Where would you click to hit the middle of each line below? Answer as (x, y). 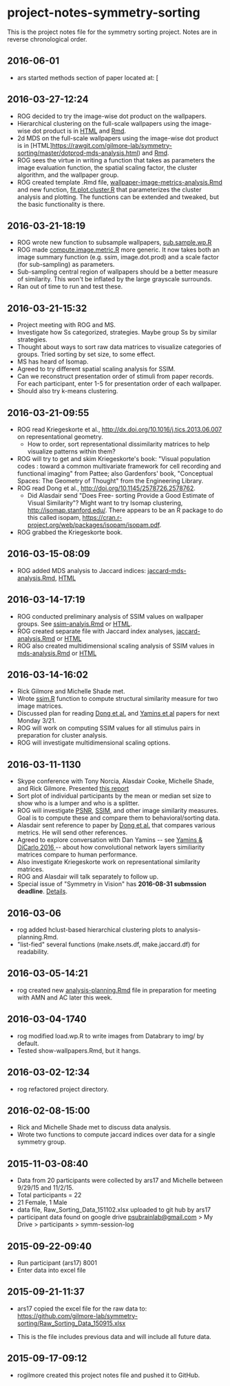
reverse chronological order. (47, 39)
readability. (33, 952)
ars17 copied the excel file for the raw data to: (82, 1309)
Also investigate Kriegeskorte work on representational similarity (109, 862)
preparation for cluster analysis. (62, 736)
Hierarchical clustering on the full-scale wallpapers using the (104, 123)
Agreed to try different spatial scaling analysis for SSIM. (96, 369)
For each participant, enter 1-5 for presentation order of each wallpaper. (119, 384)
